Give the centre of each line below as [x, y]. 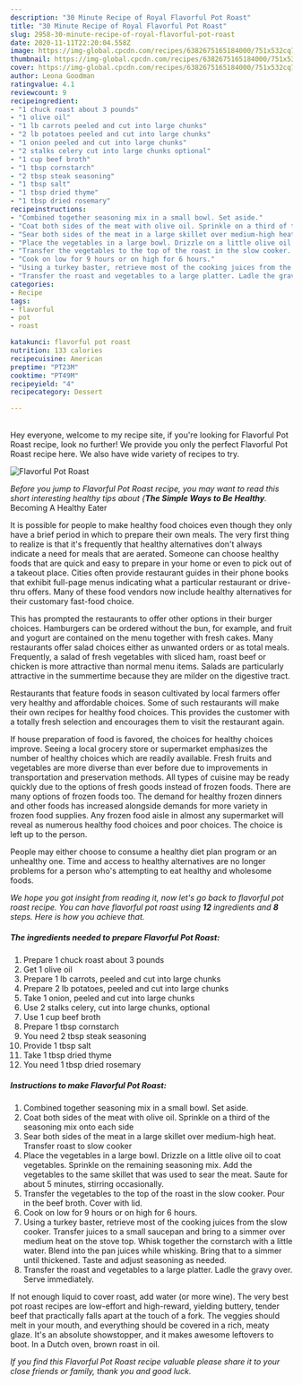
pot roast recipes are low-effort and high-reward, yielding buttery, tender [145, 1306]
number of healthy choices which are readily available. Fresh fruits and [141, 758]
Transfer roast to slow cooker [78, 1146]
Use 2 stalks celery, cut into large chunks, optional [116, 1008]
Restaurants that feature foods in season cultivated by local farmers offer [145, 693]
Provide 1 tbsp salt [57, 1046]
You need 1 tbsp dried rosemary [82, 1065]
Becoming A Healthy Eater [59, 508]
